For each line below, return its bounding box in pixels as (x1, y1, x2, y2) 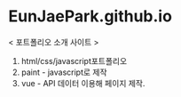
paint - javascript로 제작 (20, 67, 107, 77)
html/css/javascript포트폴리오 (20, 55, 128, 66)
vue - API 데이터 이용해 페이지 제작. (20, 77, 146, 88)
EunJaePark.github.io (8, 6, 172, 27)
